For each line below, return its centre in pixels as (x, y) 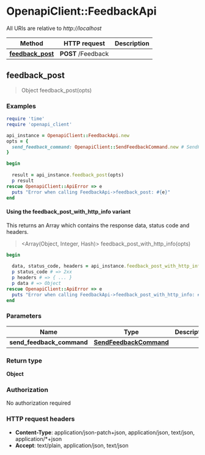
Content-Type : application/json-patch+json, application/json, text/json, (105, 432)
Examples (21, 106)
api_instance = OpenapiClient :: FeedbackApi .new (68, 135)
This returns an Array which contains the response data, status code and (98, 225)
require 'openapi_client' (39, 124)
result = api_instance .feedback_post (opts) (68, 175)
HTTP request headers (41, 419)
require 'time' (26, 119)
